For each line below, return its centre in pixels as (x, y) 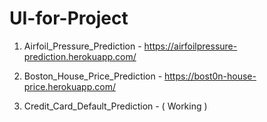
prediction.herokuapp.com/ (80, 56)
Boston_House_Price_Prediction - (93, 76)
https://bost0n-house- (210, 76)
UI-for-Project (69, 18)
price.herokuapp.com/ (69, 86)
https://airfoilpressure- (190, 46)
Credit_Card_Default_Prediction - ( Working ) (115, 106)
